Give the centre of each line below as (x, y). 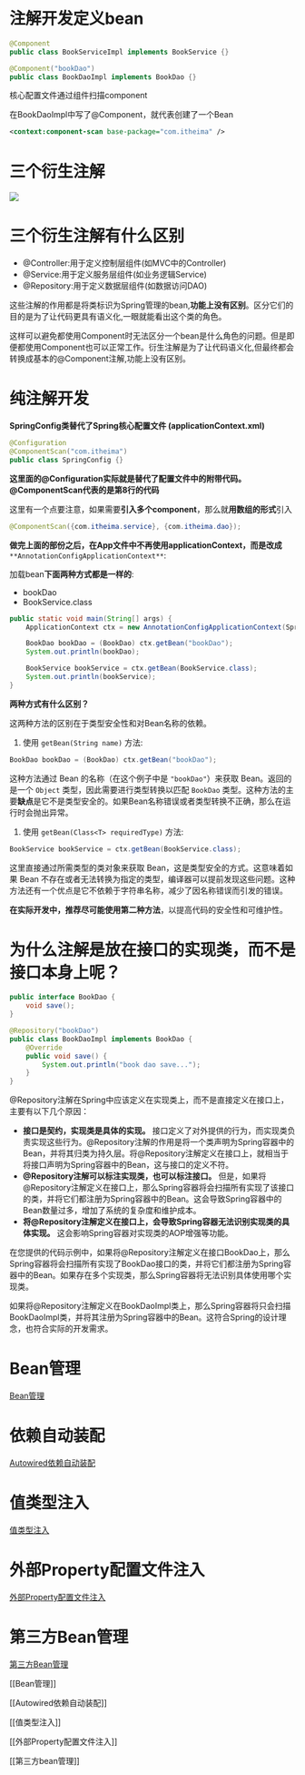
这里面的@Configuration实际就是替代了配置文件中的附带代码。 (128, 478)
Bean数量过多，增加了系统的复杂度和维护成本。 (112, 1211)
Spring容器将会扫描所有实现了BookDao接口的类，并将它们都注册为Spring (147, 1264)
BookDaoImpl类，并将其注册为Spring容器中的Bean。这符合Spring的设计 (144, 1317)
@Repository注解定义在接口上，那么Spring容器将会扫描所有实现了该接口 (158, 1188)
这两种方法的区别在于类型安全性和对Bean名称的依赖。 (110, 723)
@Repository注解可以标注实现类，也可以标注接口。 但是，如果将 (144, 1176)
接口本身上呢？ (65, 973)
